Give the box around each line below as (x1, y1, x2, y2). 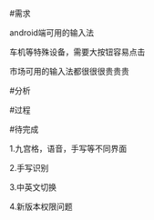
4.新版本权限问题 (9, 201, 73, 212)
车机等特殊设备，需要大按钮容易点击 (9, 46, 146, 57)
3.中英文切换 (9, 182, 57, 193)
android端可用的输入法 (9, 27, 95, 38)
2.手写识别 (9, 163, 49, 173)
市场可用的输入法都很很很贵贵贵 (9, 66, 129, 76)
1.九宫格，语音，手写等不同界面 (9, 144, 128, 154)
